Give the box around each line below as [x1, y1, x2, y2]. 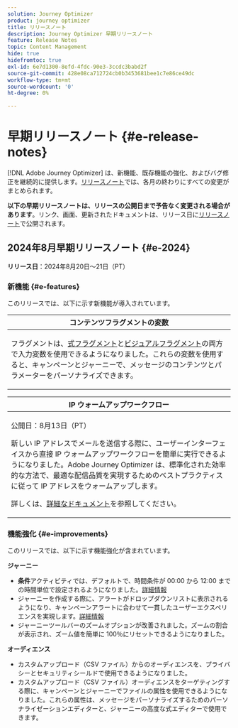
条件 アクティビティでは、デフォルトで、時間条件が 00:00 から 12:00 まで [17, 577, 231, 585]
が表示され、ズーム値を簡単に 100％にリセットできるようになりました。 [17, 630, 229, 639]
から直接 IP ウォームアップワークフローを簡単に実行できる [24, 449, 220, 459]
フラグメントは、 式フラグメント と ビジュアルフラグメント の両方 [11, 339, 223, 349]
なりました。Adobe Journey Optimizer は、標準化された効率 [25, 460, 227, 469]
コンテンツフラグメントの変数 [69, 317, 169, 327]
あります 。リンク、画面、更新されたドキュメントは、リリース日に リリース [7, 210, 224, 219]
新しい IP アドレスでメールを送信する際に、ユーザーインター [11, 438, 212, 448]
